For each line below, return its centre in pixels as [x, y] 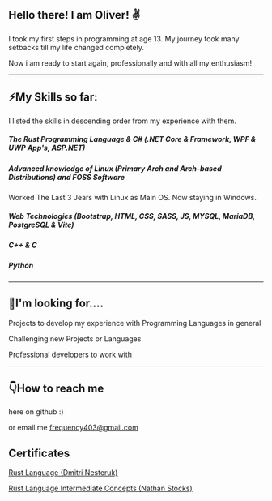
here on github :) [36, 412]
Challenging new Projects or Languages [75, 338]
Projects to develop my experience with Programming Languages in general [135, 323]
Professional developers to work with [70, 354]
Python [21, 265]
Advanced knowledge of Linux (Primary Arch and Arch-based [115, 168]
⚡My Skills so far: [53, 97]
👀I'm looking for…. [56, 304]
